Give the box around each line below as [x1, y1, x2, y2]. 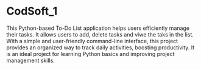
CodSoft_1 [6, 4, 58, 18]
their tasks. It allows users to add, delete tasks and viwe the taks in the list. [6, 30, 194, 38]
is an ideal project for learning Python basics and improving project [6, 50, 175, 57]
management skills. [6, 57, 55, 64]
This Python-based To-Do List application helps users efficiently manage [6, 24, 190, 32]
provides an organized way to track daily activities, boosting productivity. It [6, 44, 195, 51]
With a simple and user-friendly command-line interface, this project [6, 37, 178, 44]
